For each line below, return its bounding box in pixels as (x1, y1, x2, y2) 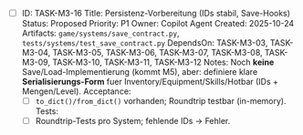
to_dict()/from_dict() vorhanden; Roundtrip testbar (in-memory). (35, 96, 287, 107)
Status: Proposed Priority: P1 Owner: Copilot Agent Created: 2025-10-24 (21, 18, 295, 29)
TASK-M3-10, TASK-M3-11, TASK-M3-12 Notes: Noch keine (52, 57, 275, 67)
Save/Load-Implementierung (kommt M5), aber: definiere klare (21, 67, 258, 78)
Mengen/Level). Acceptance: (21, 86, 131, 97)
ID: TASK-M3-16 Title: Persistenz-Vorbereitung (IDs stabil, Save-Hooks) (21, 8, 291, 18)
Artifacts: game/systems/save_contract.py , (21, 27, 180, 39)
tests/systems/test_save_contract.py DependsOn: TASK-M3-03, (21, 37, 268, 48)
